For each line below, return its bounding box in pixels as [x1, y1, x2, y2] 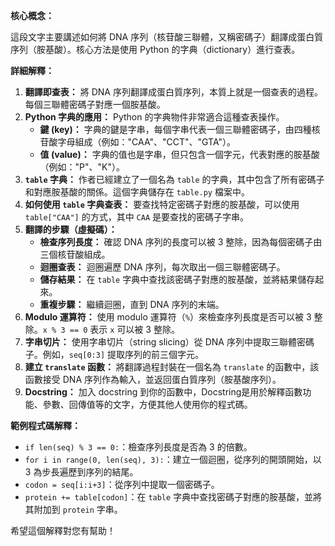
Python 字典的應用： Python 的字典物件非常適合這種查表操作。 [24, 111, 285, 123]
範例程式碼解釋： [10, 420, 81, 431]
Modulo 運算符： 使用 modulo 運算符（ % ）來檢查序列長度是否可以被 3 [24, 311, 312, 323]
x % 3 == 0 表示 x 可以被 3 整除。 [42, 324, 180, 335]
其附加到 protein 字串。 [24, 504, 123, 515]
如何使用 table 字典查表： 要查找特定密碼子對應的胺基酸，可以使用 [24, 199, 300, 210]
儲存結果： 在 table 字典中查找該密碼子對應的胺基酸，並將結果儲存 [39, 274, 316, 285]
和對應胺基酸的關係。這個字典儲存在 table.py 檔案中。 [24, 186, 250, 198]
